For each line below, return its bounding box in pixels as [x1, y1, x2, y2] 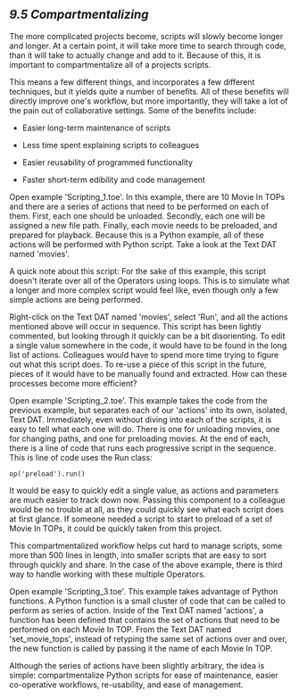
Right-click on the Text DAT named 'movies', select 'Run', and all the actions [9, 312, 288, 322]
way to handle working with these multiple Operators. [9, 569, 206, 579]
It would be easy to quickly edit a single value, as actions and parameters [9, 485, 279, 495]
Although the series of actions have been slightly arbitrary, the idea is [9, 660, 265, 670]
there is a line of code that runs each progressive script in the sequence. [9, 442, 277, 454]
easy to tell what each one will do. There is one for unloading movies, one [9, 423, 280, 434]
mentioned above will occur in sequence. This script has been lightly [9, 320, 262, 331]
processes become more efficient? [9, 378, 137, 388]
